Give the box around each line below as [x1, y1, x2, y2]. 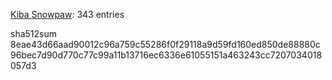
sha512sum [10, 28, 57, 39]
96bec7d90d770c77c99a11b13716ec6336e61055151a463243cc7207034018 [10, 49, 323, 61]
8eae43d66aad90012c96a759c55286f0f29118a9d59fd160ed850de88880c [10, 39, 321, 50]
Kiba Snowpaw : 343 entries [10, 9, 125, 20]
